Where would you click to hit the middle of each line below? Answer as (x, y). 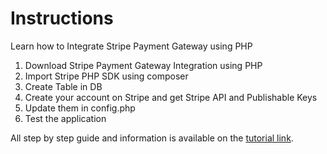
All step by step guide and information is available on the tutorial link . (152, 138)
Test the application (65, 118)
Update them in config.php (80, 108)
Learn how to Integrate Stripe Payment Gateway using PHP (131, 46)
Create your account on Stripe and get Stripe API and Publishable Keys (171, 97)
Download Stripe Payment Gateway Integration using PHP (143, 65)
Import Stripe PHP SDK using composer (106, 76)
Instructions (62, 18)
